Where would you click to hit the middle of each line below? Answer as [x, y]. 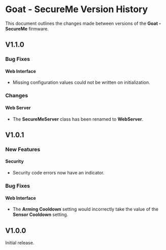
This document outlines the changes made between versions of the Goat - [83, 23]
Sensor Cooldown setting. [40, 215]
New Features [23, 149]
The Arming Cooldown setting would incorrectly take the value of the [86, 209]
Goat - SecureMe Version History [77, 9]
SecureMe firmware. [27, 28]
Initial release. [20, 243]
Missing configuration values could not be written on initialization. [81, 83]
